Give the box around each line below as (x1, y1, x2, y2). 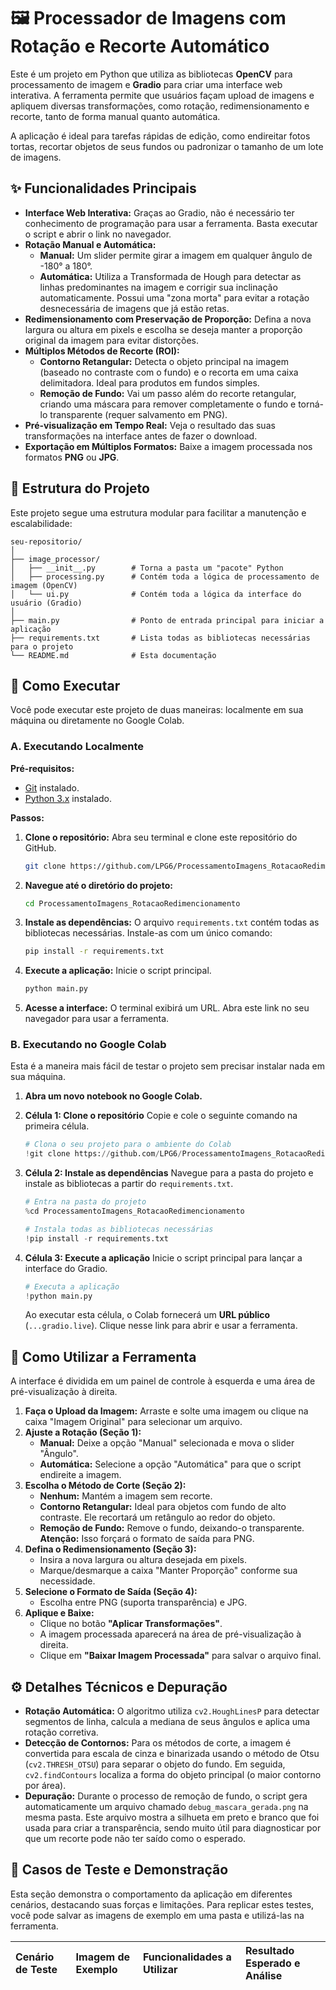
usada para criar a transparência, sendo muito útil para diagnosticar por (24, 1822, 322, 1834)
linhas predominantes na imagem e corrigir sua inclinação (39, 281, 278, 293)
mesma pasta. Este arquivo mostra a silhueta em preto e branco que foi (24, 1811, 320, 1824)
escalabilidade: (10, 517, 73, 529)
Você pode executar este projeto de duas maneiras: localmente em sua (10, 704, 304, 716)
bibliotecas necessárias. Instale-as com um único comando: (24, 927, 273, 939)
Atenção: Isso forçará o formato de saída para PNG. (39, 1533, 255, 1545)
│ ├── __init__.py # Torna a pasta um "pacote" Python (10, 563, 284, 573)
